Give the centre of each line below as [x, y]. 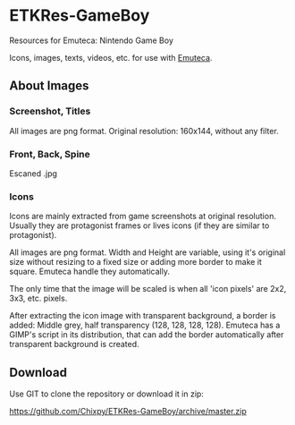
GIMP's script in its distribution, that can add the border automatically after [147, 335]
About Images [49, 86]
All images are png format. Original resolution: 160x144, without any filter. [144, 131]
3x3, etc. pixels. [38, 298]
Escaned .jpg [34, 173]
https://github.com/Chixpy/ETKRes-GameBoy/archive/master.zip [128, 412]
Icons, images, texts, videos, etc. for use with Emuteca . [111, 57]
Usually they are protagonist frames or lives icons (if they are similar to [139, 225]
